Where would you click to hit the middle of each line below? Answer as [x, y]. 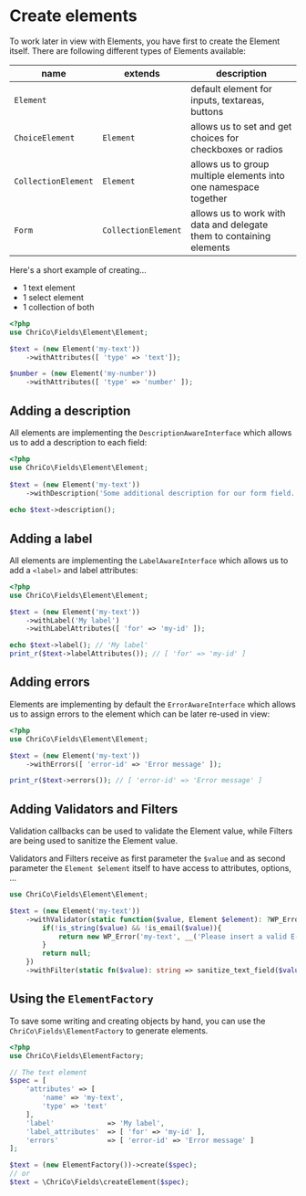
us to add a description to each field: [78, 442]
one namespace [225, 186]
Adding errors [50, 682]
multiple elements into [238, 175]
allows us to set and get [241, 126]
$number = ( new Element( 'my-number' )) [83, 374]
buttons [207, 111]
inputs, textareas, [228, 100]
